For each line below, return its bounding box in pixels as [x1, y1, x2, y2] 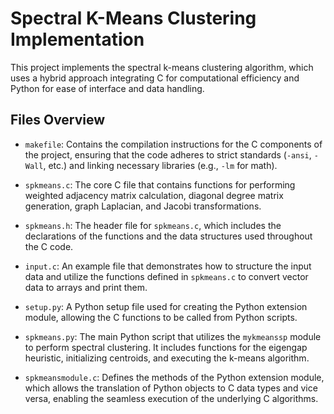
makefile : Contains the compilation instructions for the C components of [24, 138, 323, 150]
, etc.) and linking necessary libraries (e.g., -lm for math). [43, 159, 278, 171]
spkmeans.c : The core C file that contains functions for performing [24, 178, 296, 191]
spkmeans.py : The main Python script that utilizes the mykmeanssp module [24, 330, 322, 342]
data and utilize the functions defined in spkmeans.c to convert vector [24, 270, 309, 282]
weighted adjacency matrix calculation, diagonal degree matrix [24, 189, 284, 201]
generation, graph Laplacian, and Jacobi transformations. [24, 200, 262, 212]
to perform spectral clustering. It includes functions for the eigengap [24, 341, 308, 353]
